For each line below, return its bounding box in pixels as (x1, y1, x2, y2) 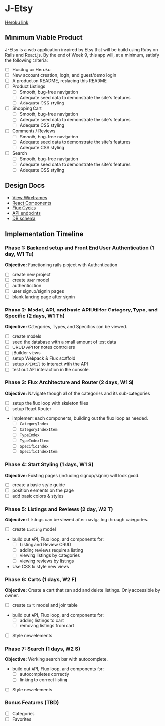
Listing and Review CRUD (19, 542, 71, 548)
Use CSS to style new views (12, 564, 69, 570)
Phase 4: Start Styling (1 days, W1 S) (5, 461, 94, 468)
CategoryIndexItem (19, 427, 58, 432)
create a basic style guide (12, 482, 65, 488)
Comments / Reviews (12, 128, 56, 134)
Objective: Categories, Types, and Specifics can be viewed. (5, 324, 127, 330)
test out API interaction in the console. (12, 367, 90, 373)
